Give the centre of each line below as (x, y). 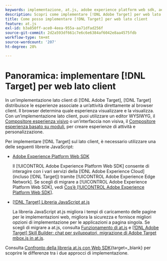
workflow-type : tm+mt (28, 38)
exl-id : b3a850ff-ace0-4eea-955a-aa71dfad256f (54, 28)
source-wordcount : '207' (31, 42)
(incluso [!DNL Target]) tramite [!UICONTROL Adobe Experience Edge (84, 176)
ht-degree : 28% (21, 47)
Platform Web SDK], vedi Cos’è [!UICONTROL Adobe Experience (78, 187)
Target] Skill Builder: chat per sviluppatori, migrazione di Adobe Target (84, 233)
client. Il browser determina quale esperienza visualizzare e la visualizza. (80, 110)
